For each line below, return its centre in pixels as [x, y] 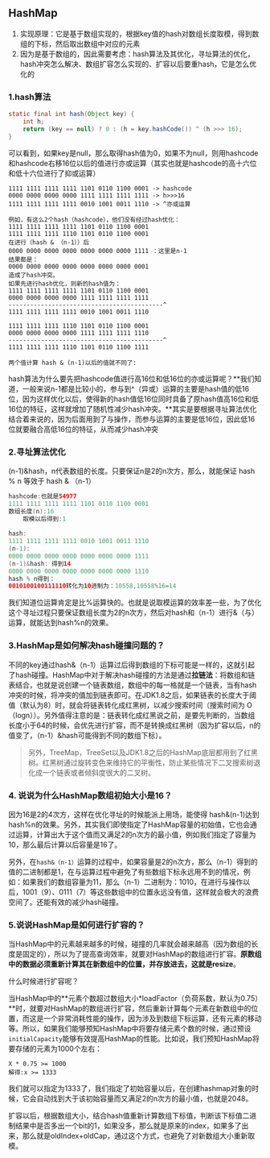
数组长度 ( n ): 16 [31, 511]
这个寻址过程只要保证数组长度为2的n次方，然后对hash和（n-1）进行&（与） [134, 612]
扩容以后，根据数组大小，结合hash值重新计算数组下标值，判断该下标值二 [129, 1116]
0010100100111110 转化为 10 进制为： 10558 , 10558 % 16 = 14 [92, 586]
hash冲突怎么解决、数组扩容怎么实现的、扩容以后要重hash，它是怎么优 [138, 64]
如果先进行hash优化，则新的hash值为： [65, 284]
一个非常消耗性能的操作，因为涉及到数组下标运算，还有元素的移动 [152, 1019]
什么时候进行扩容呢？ [43, 982]
